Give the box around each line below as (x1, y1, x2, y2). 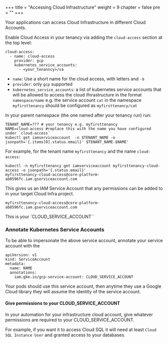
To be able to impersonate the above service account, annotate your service (5, 238, 163, 244)
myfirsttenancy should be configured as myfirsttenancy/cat (12, 102, 137, 108)
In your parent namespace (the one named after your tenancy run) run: (5, 112, 151, 118)
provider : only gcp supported (12, 81, 73, 87)
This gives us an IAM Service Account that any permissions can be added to (5, 185, 163, 191)
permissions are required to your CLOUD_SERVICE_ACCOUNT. (5, 316, 134, 323)
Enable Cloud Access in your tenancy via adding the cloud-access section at (5, 35, 163, 40)
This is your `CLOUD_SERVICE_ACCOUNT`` (5, 213, 94, 219)
